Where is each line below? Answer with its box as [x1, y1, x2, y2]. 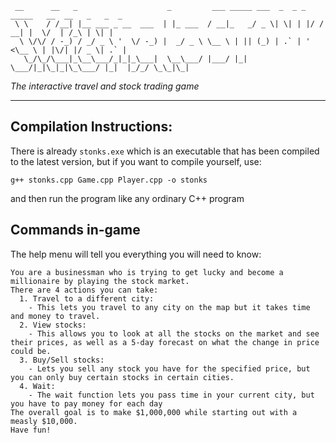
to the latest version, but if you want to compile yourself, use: [10, 155, 262, 167]
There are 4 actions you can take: [10, 285, 159, 295]
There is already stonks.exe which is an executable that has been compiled [10, 145, 320, 157]
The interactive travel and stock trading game [10, 80, 200, 92]
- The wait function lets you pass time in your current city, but [28, 390, 315, 400]
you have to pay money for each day [10, 398, 163, 409]
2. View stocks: [19, 320, 87, 330]
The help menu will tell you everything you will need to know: [10, 248, 262, 260]
